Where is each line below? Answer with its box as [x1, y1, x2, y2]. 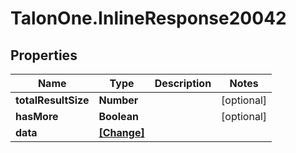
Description [154, 77, 212, 90]
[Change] [98, 126, 145, 139]
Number [98, 93, 139, 107]
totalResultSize [15, 93, 90, 107]
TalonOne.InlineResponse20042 [10, 7, 287, 30]
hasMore [15, 110, 59, 123]
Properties [10, 47, 78, 64]
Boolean [98, 110, 139, 123]
